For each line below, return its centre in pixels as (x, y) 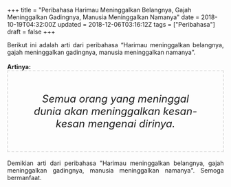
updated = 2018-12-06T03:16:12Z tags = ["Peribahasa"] (136, 24)
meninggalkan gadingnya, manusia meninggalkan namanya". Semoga (115, 170)
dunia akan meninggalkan (97, 111)
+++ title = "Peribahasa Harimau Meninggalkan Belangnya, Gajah (99, 10)
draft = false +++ (31, 32)
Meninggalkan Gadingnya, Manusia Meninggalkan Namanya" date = (103, 17)
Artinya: (19, 67)
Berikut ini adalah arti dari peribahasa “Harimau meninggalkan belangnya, (115, 45)
